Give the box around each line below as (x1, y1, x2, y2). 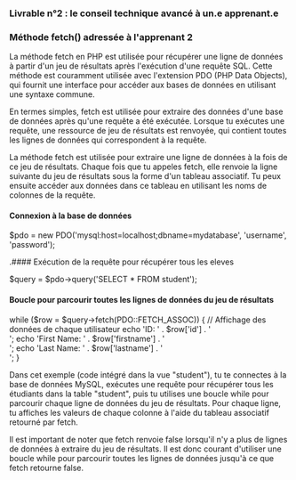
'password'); (9, 240, 56, 250)
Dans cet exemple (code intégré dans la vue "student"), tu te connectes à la (9, 369, 287, 380)
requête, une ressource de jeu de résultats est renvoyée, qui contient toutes (9, 126, 287, 136)
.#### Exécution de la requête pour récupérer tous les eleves (9, 256, 234, 267)
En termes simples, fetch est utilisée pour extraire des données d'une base (9, 106, 284, 118)
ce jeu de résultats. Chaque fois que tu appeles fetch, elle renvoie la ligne (9, 161, 278, 172)
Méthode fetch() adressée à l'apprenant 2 (9, 30, 193, 43)
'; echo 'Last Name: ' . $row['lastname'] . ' (9, 342, 163, 354)
